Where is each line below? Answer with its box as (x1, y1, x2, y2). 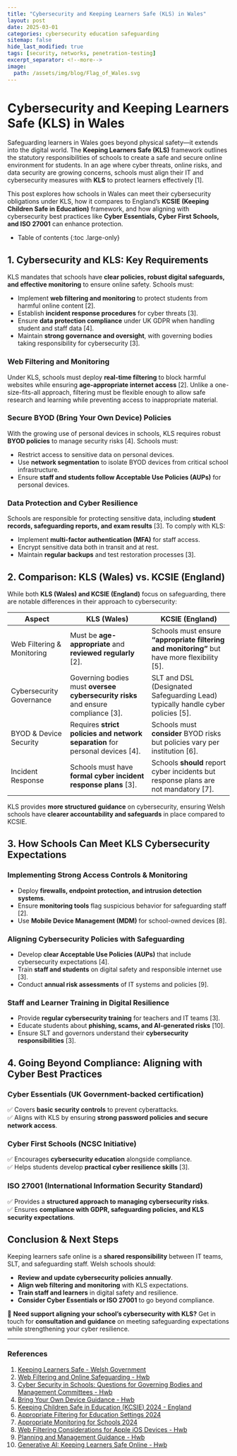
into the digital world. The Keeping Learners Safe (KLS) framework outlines (7, 146, 228, 154)
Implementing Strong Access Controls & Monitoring (7, 870, 188, 880)
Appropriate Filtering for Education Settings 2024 (17, 1410, 162, 1419)
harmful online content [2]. (17, 301, 96, 310)
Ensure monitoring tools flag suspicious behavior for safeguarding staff (17, 901, 227, 910)
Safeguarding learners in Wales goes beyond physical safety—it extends (7, 139, 219, 147)
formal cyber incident (70, 770, 145, 780)
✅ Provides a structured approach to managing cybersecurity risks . (7, 1197, 209, 1206)
